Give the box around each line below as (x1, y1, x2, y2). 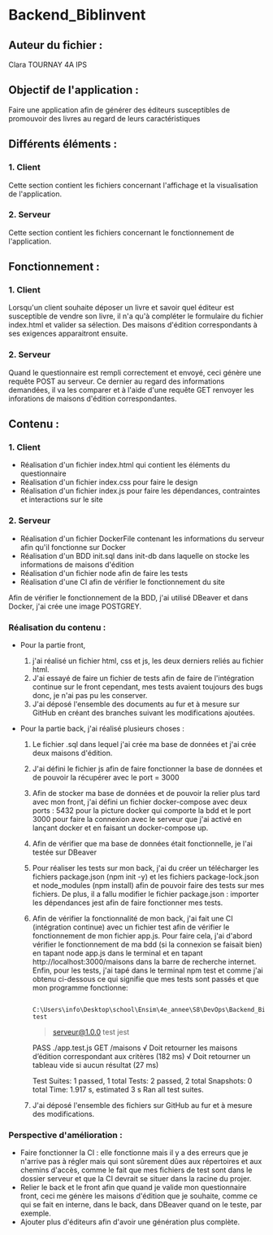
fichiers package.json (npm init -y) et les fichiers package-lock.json (32, 872, 259, 881)
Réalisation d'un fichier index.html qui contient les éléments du (19, 460, 231, 470)
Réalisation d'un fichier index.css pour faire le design (19, 477, 198, 487)
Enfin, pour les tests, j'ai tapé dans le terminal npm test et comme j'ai (32, 965, 264, 975)
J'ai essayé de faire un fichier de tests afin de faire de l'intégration (32, 674, 254, 683)
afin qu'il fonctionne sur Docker (19, 542, 126, 552)
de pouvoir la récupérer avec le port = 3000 (32, 772, 180, 783)
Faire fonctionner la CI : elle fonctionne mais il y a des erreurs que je (19, 1148, 249, 1158)
